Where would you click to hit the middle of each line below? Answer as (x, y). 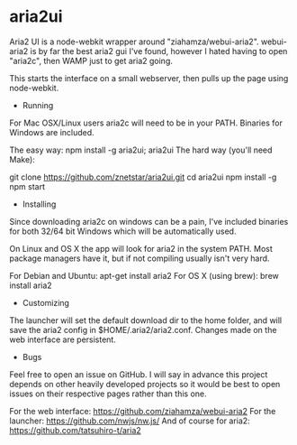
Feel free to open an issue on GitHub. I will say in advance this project (139, 374)
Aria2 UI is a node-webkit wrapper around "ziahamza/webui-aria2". (134, 42)
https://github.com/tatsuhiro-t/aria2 (75, 430)
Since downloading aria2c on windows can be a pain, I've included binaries (149, 221)
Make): (22, 159)
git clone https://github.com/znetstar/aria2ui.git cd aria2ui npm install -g (143, 177)
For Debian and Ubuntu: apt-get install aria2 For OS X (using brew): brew (144, 275)
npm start (27, 186)
